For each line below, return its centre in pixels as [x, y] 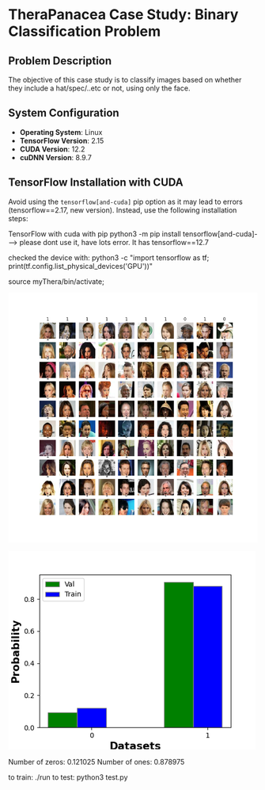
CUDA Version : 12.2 [52, 149]
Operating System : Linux [61, 132]
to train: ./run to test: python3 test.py [68, 777]
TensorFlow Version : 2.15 [62, 140]
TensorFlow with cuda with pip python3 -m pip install [95, 234]
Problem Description [60, 61]
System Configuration [64, 113]
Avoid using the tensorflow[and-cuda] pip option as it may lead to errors [125, 201]
